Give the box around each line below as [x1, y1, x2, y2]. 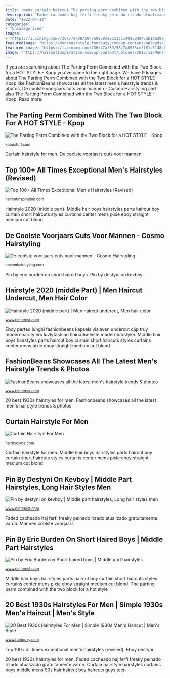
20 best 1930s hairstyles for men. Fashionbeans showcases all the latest [5, 397, 157, 403]
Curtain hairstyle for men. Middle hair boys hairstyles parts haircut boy [5, 450, 153, 456]
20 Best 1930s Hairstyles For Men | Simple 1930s [5, 601, 163, 609]
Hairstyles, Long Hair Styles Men [5, 483, 111, 491]
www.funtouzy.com [5, 637, 39, 642]
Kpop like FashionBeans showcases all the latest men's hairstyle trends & [5, 80, 158, 86]
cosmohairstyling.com [5, 262, 44, 267]
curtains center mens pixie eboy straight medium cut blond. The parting [5, 581, 155, 587]
